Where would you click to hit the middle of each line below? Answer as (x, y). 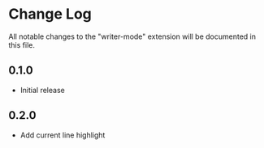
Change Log (50, 14)
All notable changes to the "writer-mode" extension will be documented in (132, 36)
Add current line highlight (63, 135)
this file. (22, 44)
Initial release (42, 90)
